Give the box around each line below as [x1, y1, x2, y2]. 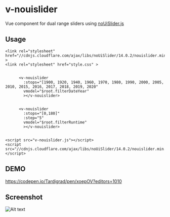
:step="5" [23, 115, 44, 120]
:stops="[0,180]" [23, 111, 60, 116]
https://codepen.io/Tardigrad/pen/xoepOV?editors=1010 [5, 178, 122, 184]
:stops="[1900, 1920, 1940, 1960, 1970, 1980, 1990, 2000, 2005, [23, 80, 164, 85]
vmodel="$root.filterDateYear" [23, 88, 90, 94]
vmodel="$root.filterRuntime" [23, 119, 87, 125]
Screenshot [5, 193, 43, 201]
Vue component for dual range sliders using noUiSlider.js [5, 20, 124, 26]
